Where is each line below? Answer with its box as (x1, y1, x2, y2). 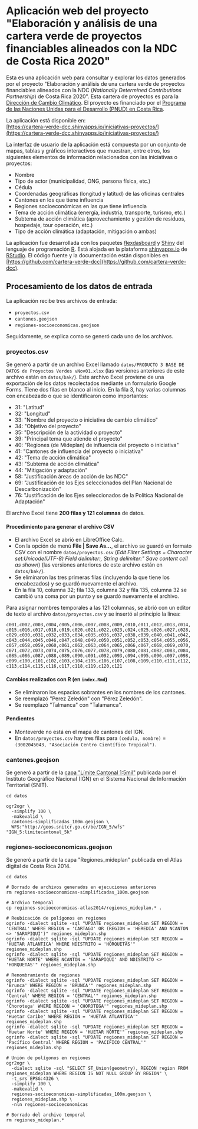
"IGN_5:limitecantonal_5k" (6, 829, 72, 835)
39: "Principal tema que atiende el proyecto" (14, 435, 123, 442)
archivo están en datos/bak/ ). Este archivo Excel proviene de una (6, 374, 164, 381)
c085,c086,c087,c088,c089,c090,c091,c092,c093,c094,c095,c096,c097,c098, (6, 653, 192, 659)
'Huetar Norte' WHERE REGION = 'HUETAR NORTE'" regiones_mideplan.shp (6, 1029, 183, 1036)
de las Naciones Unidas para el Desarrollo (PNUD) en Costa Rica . (6, 105, 165, 112)
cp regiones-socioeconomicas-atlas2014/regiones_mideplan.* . (6, 905, 162, 911)
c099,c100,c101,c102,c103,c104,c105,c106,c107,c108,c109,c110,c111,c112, (6, 658, 192, 664)
